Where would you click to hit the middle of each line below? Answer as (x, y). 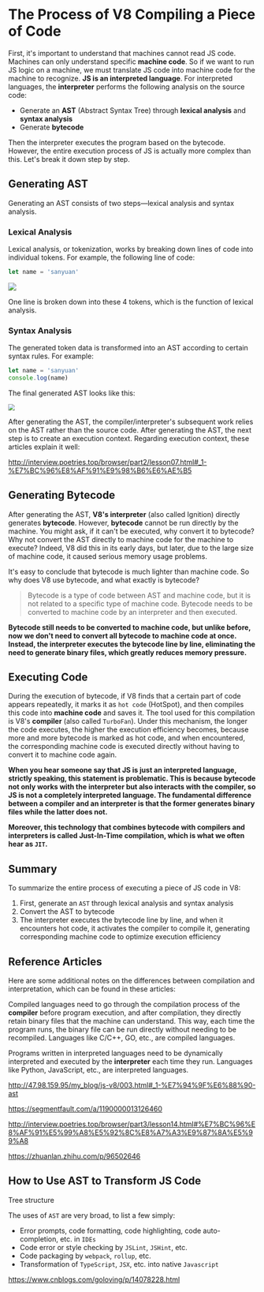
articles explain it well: (44, 447)
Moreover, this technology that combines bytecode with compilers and (127, 827)
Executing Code (48, 677)
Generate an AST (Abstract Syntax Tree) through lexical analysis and (133, 110)
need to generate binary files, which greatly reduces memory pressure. (127, 652)
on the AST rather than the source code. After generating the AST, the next (130, 430)
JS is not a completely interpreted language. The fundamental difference (130, 796)
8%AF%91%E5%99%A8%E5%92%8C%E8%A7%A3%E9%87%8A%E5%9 (131, 1133)
